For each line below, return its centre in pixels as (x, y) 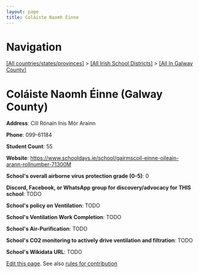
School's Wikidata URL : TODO (44, 252)
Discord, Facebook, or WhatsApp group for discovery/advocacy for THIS (99, 188)
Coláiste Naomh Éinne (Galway (85, 94)
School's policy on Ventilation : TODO (53, 206)
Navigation (34, 47)
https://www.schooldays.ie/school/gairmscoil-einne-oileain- (104, 158)
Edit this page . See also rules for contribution (62, 263)
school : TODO (24, 194)
